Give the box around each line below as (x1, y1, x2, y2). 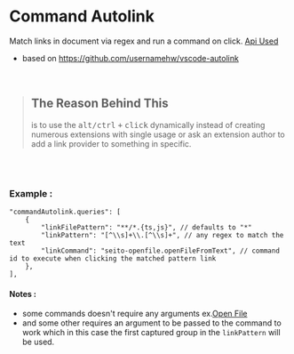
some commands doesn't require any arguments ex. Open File (21, 309, 248, 319)
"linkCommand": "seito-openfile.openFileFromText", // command (41, 246, 280, 255)
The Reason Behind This (30, 96, 169, 111)
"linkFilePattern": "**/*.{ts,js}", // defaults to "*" (41, 223, 252, 232)
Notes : (9, 288, 37, 299)
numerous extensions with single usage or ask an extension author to (30, 129, 286, 140)
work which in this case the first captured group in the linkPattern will (21, 327, 282, 338)
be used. (21, 336, 55, 348)
